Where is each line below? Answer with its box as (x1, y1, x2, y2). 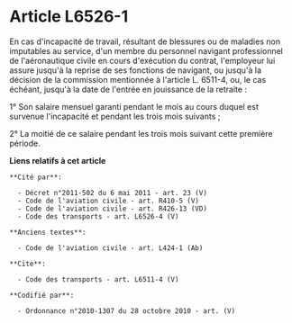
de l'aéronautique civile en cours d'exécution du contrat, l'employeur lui (9, 55, 276, 66)
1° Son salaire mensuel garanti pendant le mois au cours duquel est (9, 101, 260, 112)
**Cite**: (9, 259, 47, 268)
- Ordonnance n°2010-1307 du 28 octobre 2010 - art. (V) (17, 306, 236, 316)
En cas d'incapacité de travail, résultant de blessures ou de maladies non (9, 36, 281, 47)
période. (9, 138, 41, 148)
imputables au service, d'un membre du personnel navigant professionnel (9, 45, 284, 56)
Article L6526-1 (9, 6, 129, 27)
